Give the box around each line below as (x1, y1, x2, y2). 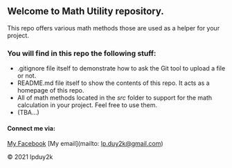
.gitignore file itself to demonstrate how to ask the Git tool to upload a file (17, 64, 226, 73)
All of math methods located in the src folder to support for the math (17, 93, 213, 102)
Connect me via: (7, 124, 55, 132)
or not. (17, 72, 37, 80)
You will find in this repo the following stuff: (7, 48, 157, 58)
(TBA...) (17, 109, 39, 117)
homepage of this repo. (17, 86, 84, 95)
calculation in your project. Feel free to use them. (17, 101, 158, 109)
